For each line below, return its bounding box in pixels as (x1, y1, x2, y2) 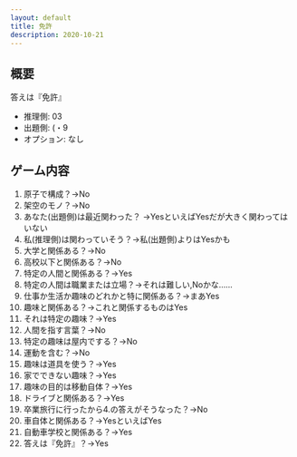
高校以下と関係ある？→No (23, 257, 122, 267)
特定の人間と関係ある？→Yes (23, 268, 133, 278)
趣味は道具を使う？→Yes (23, 359, 117, 369)
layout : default (10, 13, 72, 23)
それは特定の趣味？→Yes (23, 314, 117, 324)
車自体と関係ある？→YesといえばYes (23, 415, 162, 426)
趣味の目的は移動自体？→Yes (23, 382, 133, 392)
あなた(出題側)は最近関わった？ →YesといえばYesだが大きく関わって (23, 211, 281, 222)
